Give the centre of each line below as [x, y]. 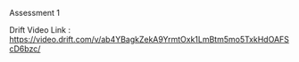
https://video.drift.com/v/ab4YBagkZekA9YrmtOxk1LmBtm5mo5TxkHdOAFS [149, 39]
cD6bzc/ [25, 49]
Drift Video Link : [40, 30]
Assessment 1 [35, 13]
